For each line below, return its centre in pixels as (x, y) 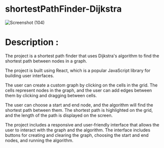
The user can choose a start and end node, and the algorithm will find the (79, 105)
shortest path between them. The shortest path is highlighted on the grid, (79, 110)
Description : (32, 42)
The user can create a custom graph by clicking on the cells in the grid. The (81, 85)
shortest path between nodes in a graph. (46, 61)
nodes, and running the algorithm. (39, 140)
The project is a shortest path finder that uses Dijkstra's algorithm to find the (82, 56)
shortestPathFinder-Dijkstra (63, 9)
